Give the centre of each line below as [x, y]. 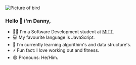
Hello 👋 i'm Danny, [28, 21]
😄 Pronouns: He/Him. [35, 57]
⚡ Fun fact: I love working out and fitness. [56, 50]
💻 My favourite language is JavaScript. [54, 37]
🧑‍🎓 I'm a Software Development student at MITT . [63, 32]
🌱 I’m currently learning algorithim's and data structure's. [72, 45]
